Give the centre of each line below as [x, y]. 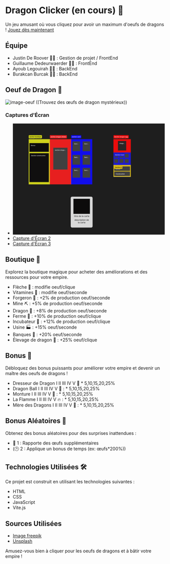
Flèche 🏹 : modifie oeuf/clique [44, 287]
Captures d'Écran [27, 115]
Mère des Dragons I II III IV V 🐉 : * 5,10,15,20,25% [63, 405]
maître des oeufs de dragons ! [37, 373]
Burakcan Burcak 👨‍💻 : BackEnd [45, 74]
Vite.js [19, 508]
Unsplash [23, 541]
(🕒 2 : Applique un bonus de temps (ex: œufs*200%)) [69, 449]
